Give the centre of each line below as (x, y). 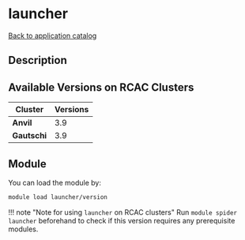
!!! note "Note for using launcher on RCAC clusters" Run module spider (122, 212)
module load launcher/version (58, 197)
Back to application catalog (53, 36)
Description (38, 60)
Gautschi (30, 136)
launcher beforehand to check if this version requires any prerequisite (122, 220)
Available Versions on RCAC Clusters (101, 87)
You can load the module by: (55, 182)
